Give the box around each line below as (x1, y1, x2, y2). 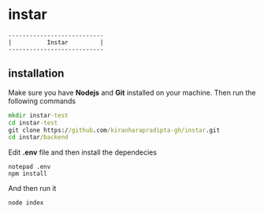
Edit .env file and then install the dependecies (8, 148, 158, 157)
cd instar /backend (8, 133, 69, 141)
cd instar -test (8, 118, 58, 127)
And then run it (8, 184, 57, 193)
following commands (8, 96, 76, 106)
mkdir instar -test (8, 111, 69, 119)
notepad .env (8, 163, 51, 171)
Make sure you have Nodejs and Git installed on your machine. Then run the (8, 88, 256, 97)
